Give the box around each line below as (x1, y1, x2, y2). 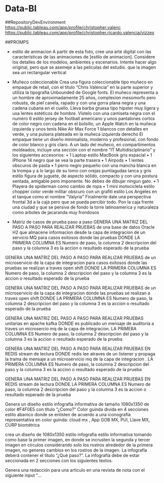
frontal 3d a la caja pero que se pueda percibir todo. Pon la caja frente (12, 199, 154, 205)
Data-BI (5, 3, 37, 14)
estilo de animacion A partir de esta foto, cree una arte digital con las (12, 49, 152, 54)
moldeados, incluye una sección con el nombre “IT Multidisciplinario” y (12, 147, 156, 153)
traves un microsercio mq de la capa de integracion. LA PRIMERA (5, 325, 137, 331)
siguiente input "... (5, 472, 42, 478)
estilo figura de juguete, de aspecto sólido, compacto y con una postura (12, 173, 158, 179)
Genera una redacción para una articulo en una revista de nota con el (5, 467, 145, 473)
